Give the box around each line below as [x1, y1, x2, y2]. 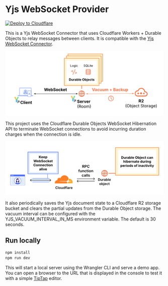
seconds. [5, 221, 25, 227]
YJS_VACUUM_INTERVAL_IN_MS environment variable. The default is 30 [5, 216, 156, 222]
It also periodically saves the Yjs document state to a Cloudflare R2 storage [5, 200, 161, 206]
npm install [5, 250, 30, 255]
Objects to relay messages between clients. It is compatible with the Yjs [5, 35, 154, 41]
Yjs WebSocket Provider [5, 4, 109, 15]
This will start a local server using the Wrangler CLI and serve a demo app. [5, 265, 160, 271]
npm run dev [5, 256, 30, 261]
